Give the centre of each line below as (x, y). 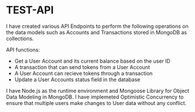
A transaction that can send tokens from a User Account (82, 67)
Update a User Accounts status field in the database (77, 80)
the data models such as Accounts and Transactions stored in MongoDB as (97, 32)
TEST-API (30, 10)
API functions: (23, 49)
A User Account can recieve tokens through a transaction (83, 73)
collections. (20, 38)
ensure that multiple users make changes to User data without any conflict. (96, 103)
